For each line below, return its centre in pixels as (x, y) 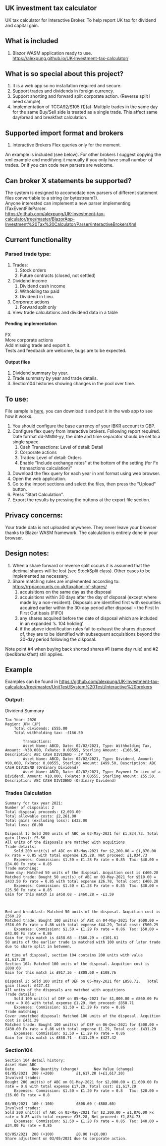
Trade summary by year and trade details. (55, 378)
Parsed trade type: (28, 254)
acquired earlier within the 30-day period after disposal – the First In (89, 607)
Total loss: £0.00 (24, 825)
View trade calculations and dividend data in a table (65, 312)
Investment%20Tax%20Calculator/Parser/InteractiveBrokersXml (71, 224)
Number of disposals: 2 (30, 808)
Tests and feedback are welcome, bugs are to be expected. (66, 350)
